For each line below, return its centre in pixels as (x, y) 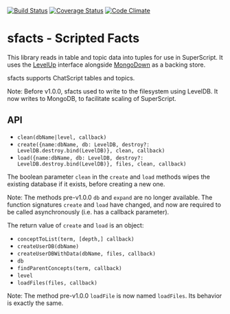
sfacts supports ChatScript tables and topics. (71, 78)
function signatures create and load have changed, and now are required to (114, 204)
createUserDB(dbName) (48, 246)
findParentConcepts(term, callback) (69, 268)
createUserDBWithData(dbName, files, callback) (86, 254)
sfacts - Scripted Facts (73, 38)
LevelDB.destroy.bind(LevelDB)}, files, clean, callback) (102, 164)
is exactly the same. (35, 303)
